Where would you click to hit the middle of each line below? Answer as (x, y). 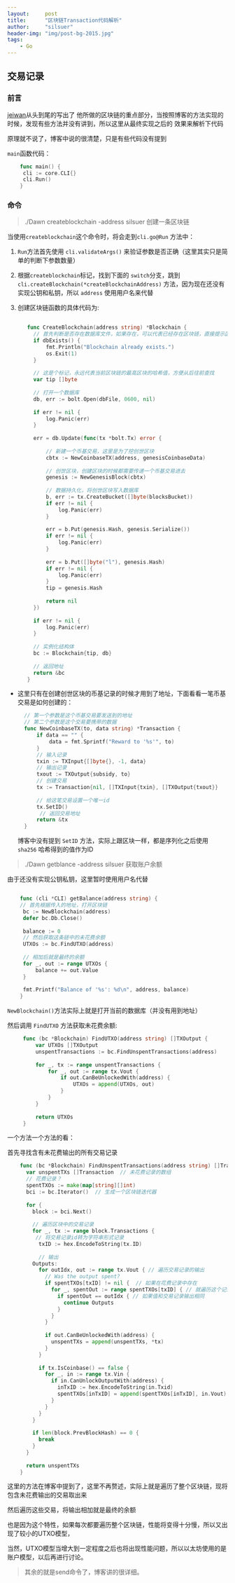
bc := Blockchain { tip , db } (72, 653)
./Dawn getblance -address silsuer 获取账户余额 (93, 864)
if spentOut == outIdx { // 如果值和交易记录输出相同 (131, 1296)
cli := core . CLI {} (50, 173)
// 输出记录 (51, 768)
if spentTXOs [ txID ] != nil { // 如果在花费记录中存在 (121, 1283)
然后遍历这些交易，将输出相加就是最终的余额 (72, 1510)
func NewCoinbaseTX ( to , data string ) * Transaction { (102, 729)
